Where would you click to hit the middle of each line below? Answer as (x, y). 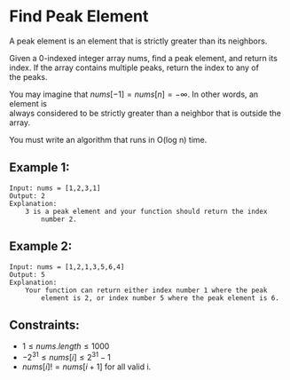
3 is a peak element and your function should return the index (146, 211)
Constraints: (44, 325)
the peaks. (28, 76)
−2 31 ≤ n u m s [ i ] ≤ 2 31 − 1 (66, 357)
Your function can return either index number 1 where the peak (146, 290)
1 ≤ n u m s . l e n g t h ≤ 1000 (66, 346)
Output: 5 (27, 274)
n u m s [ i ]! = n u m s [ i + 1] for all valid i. (86, 367)
